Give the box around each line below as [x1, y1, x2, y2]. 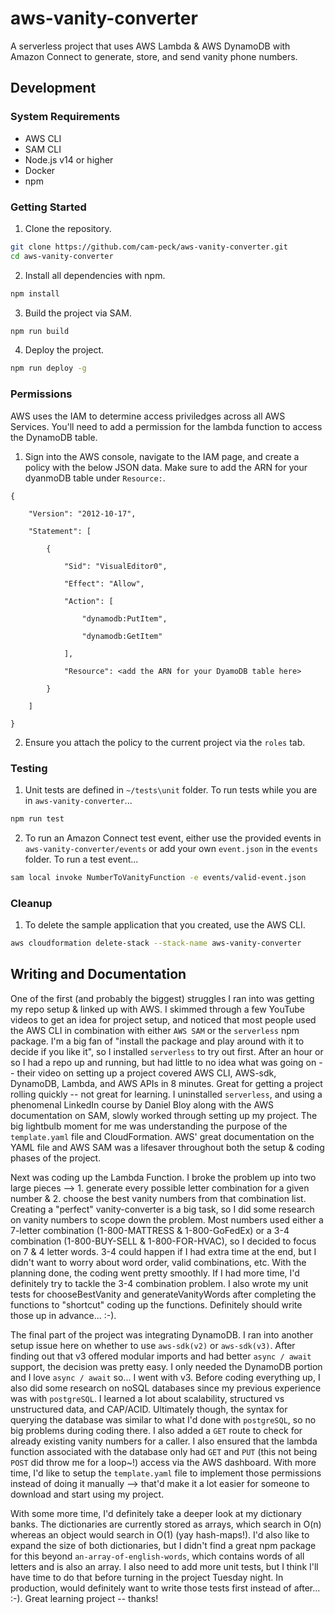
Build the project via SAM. [24, 307, 132, 319]
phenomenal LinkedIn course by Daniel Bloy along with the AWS [10, 1098, 275, 1111]
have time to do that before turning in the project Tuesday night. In [10, 1571, 284, 1583]
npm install [10, 288, 60, 299]
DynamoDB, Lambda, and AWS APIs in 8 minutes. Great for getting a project [10, 1077, 323, 1089]
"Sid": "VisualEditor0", [63, 561, 168, 571]
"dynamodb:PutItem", [81, 613, 168, 624]
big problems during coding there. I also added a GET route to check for [10, 1424, 303, 1436]
